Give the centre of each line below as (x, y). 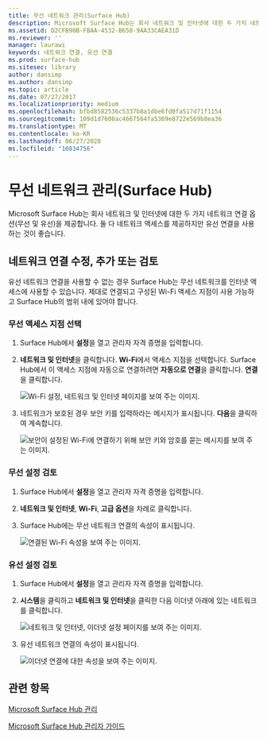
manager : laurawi (37, 45)
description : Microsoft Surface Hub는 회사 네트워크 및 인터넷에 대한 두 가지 (128, 23)
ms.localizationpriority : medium (64, 104)
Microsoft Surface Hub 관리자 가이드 (67, 726)
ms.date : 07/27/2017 (43, 97)
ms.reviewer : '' (35, 38)
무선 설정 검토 (33, 473)
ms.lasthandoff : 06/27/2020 (55, 141)
